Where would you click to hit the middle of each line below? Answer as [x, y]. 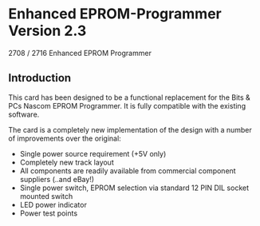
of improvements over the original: [65, 138]
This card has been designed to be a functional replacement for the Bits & [130, 97]
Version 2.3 [47, 31]
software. [24, 114]
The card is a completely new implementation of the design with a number [130, 129]
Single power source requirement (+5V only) [93, 153]
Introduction [40, 78]
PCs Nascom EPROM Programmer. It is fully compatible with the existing [127, 105]
